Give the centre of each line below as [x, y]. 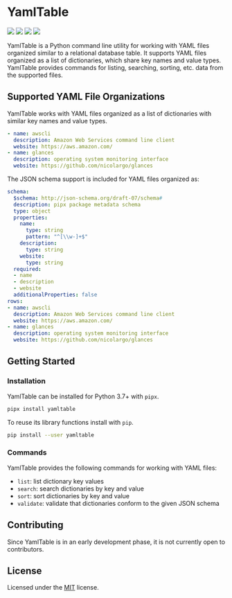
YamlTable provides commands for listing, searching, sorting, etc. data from [115, 67]
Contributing [35, 525]
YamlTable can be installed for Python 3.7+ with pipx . [83, 396]
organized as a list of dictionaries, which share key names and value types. [114, 60]
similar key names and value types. [57, 121]
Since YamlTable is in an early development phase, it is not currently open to [116, 542]
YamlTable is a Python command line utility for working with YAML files [108, 45]
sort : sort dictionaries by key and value [73, 495]
